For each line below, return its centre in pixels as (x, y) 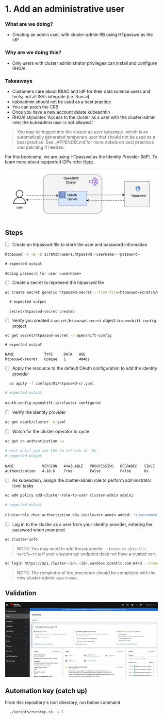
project (19, 326)
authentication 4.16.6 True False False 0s (77, 471)
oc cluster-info (21, 539)
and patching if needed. (41, 147)
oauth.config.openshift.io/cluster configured (53, 403)
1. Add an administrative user (65, 9)
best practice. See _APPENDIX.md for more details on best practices (85, 142)
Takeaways (19, 81)
